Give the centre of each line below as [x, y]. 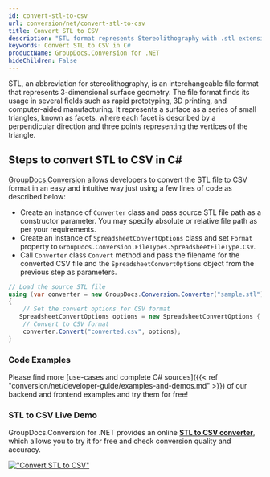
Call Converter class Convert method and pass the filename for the [130, 255]
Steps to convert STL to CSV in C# [95, 160]
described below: [37, 196]
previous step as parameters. [68, 272]
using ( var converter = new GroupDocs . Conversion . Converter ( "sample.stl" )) [138, 294]
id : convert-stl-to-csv [48, 16]
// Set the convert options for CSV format [97, 309]
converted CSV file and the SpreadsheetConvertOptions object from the [137, 263]
